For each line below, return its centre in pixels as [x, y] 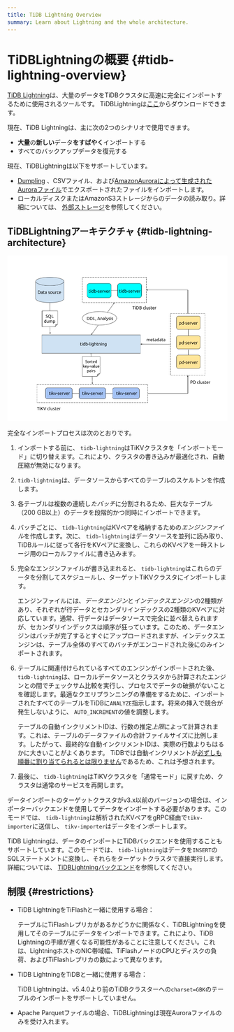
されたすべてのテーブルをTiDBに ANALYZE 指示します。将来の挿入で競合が [120, 703]
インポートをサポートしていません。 [88, 998]
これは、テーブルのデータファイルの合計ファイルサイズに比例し [121, 736]
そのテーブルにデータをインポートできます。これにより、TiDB [124, 933]
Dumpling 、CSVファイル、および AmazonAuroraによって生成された [115, 181]
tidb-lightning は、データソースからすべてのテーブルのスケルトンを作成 [121, 480]
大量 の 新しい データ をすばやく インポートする [82, 143]
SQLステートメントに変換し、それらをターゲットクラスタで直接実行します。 [117, 859]
